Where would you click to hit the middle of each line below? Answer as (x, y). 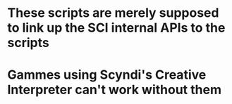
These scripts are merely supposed (113, 13)
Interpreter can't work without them (115, 90)
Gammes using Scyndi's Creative (107, 75)
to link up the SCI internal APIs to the (116, 28)
